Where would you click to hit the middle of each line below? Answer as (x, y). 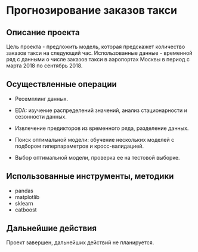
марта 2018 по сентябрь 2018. (44, 66)
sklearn (24, 203)
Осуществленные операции (62, 84)
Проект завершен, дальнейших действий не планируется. (80, 242)
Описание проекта (43, 32)
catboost (26, 210)
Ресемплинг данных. (41, 98)
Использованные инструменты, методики (90, 176)
